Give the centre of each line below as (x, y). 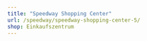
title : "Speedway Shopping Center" (60, 14)
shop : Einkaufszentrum (41, 26)
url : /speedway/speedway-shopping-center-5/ (74, 20)
